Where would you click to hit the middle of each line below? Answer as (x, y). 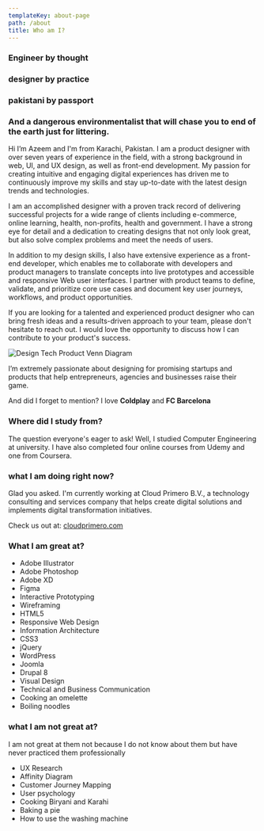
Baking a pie (40, 810)
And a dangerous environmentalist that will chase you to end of (132, 122)
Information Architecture (60, 631)
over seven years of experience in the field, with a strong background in (125, 157)
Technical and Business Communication (85, 689)
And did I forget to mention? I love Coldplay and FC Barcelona (109, 401)
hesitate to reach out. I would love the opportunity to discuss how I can (124, 330)
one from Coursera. (40, 456)
